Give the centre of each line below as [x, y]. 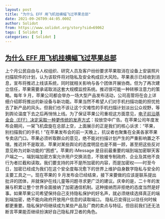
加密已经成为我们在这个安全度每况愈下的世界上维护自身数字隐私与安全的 [87, 169]
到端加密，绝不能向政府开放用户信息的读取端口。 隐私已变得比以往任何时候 [81, 199]
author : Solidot [22, 23]
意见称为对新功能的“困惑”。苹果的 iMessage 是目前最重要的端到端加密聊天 [80, 150]
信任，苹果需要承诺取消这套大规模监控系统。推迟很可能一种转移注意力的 [82, 89]
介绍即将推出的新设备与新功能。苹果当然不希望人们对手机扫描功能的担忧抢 [84, 101]
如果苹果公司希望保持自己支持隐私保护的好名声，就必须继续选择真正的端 [87, 193]
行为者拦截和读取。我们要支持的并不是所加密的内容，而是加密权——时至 [78, 163]
